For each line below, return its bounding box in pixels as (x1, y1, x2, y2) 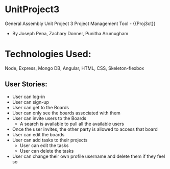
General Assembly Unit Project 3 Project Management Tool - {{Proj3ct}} (5, 20, 156, 27)
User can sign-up (12, 99, 50, 105)
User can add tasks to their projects (12, 137, 88, 143)
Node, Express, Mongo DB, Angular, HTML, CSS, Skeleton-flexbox (5, 65, 144, 71)
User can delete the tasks (19, 148, 74, 154)
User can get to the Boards (12, 104, 69, 110)
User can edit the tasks (19, 142, 69, 149)
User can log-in (12, 93, 45, 100)
